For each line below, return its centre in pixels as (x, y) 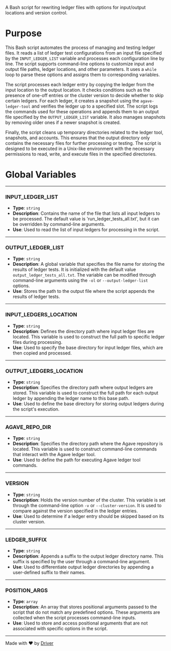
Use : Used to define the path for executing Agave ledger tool (77, 460)
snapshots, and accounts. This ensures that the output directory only (78, 138)
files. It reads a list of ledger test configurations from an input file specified (83, 53)
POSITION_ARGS (27, 590)
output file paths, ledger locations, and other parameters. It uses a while (81, 69)
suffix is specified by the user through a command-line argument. (81, 561)
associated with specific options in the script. (60, 629)
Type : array (25, 602)
